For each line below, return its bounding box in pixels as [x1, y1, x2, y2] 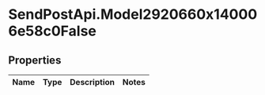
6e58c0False [8, 22, 97, 40]
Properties [8, 53, 62, 67]
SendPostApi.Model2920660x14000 [8, 5, 258, 24]
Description [70, 77, 115, 87]
